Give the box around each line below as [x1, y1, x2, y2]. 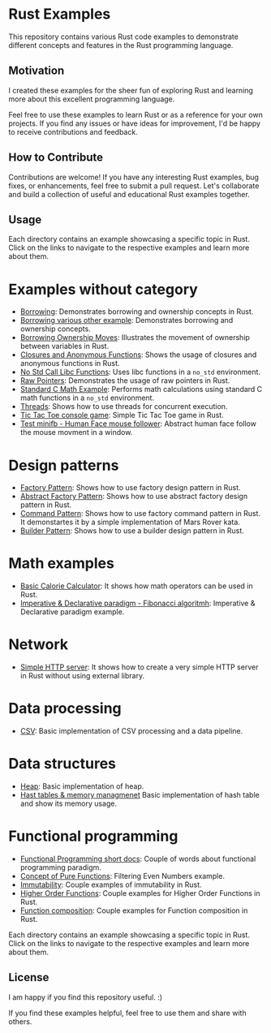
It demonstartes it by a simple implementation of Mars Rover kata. [19, 517, 241, 527]
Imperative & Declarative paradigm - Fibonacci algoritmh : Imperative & [19, 598, 256, 609]
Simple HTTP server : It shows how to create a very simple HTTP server [19, 662, 259, 672]
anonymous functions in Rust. [19, 359, 120, 368]
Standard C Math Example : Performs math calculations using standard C [19, 385, 263, 394]
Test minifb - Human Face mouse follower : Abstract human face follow [19, 419, 257, 428]
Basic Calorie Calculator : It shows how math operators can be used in [19, 581, 253, 591]
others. [8, 1016, 32, 1027]
